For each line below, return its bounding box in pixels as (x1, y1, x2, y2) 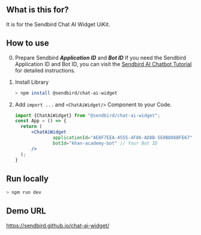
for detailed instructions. (14, 67, 76, 74)
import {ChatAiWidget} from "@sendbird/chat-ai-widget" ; (14, 112, 161, 119)
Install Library (14, 78, 49, 86)
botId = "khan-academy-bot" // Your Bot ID (53, 140, 158, 146)
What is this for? (6, 5, 69, 15)
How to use (6, 38, 49, 49)
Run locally (6, 173, 49, 183)
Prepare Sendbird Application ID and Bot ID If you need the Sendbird (14, 54, 187, 61)
